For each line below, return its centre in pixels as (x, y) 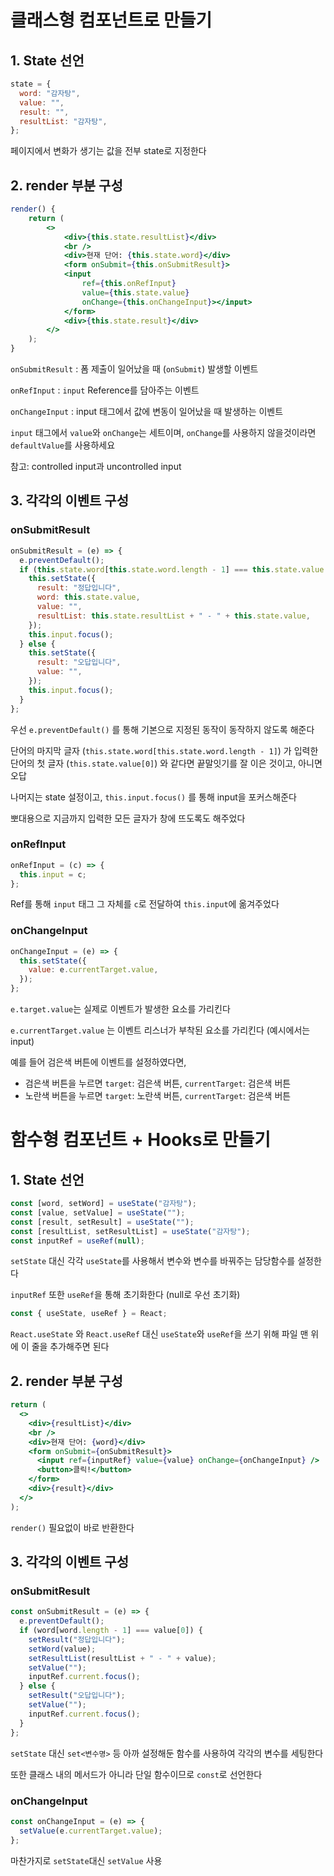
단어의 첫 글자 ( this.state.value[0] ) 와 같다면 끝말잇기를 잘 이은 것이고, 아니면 (166, 763)
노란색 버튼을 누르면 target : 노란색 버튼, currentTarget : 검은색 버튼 (158, 1096)
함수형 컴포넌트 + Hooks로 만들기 (141, 1140)
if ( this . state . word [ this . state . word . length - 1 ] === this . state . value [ (174, 569)
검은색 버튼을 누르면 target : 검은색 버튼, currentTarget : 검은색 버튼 (158, 1083)
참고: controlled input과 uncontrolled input (96, 467)
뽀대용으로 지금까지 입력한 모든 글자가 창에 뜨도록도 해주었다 (128, 818)
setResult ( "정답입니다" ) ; (77, 1639)
